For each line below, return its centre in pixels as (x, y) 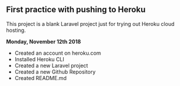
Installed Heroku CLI (39, 59)
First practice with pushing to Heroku (76, 10)
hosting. (16, 30)
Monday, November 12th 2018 (44, 41)
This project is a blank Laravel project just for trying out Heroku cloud (90, 24)
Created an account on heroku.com (58, 53)
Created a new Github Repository (55, 72)
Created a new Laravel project (51, 65)
